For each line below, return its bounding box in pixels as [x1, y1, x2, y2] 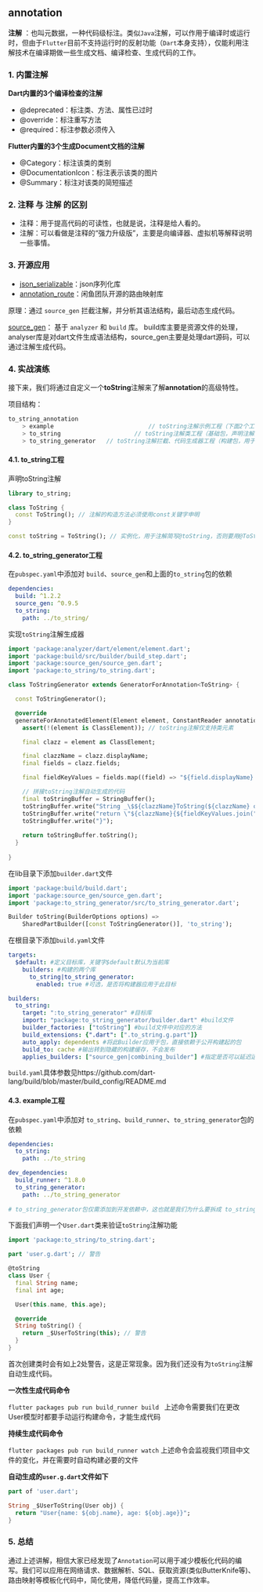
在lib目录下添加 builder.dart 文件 [8, 869, 113, 878]
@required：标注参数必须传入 [19, 125, 116, 134]
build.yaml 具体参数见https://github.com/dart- [8, 1068, 157, 1077]
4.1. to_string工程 [8, 455, 65, 464]
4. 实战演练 [8, 363, 50, 374]
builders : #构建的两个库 [22, 965, 96, 974]
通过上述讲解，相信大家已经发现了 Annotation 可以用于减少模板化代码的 [8, 1555, 236, 1565]
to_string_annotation [8, 415, 79, 423]
